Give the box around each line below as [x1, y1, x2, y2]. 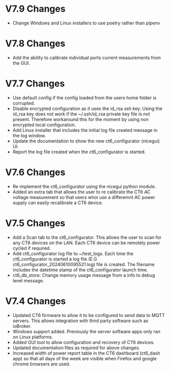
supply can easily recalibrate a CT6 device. [12, 199, 103, 206]
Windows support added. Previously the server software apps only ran [12, 328, 161, 334]
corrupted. [12, 100, 36, 106]
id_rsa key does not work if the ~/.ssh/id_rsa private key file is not [12, 110, 150, 117]
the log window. [12, 132, 46, 138]
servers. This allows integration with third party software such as [12, 318, 149, 324]
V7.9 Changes [5, 3, 66, 15]
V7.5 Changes [5, 217, 65, 229]
